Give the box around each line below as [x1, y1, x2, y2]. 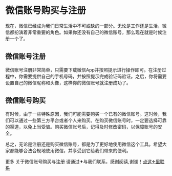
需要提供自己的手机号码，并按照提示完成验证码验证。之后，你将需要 [23, 73, 167, 79]
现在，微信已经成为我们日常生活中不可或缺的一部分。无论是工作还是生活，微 [5, 23, 167, 29]
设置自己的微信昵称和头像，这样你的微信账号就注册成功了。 [5, 79, 131, 85]
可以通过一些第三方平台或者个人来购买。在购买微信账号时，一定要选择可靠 [9, 117, 167, 124]
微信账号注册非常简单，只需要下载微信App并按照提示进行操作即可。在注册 [5, 66, 162, 73]
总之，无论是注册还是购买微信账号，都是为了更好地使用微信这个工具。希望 [5, 141, 162, 147]
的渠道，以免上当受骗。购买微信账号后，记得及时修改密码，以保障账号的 [5, 124, 158, 130]
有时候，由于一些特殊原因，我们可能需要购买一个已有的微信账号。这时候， [5, 111, 162, 117]
